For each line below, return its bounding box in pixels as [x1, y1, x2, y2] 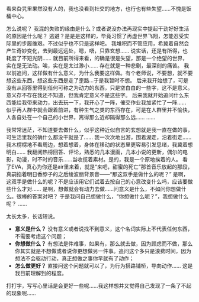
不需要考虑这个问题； [14, 233, 67, 239]
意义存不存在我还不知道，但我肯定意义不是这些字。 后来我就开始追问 [6, 92, 174, 99]
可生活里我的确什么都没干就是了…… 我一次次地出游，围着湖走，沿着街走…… [6, 134, 192, 141]
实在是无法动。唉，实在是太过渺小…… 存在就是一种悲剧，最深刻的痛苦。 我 [6, 62, 190, 69]
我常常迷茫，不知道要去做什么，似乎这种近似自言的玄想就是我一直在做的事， [6, 126, 193, 133]
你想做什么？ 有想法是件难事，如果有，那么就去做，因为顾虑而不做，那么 [14, 240, 193, 247]
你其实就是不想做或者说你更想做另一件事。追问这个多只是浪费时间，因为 [14, 248, 191, 254]
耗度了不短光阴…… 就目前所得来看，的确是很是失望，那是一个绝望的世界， [6, 55, 188, 61]
